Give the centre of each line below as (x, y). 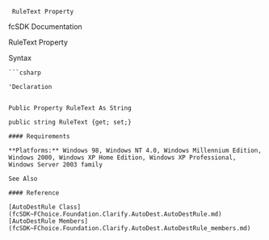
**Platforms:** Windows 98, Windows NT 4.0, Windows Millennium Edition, (135, 150)
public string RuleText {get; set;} (70, 122)
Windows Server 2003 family (56, 165)
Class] (70, 207)
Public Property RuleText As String (70, 108)
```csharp (25, 73)
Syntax (20, 58)
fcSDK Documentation (45, 27)
